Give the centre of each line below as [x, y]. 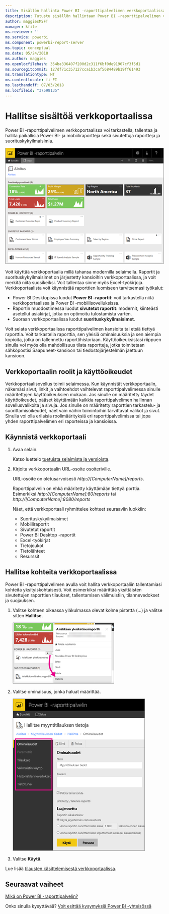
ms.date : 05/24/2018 [27, 53]
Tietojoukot [32, 546]
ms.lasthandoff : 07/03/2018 [35, 85]
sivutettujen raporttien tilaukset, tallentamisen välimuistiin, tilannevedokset [82, 595]
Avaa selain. [25, 449]
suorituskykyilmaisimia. [29, 141]
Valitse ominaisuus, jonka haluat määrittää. [57, 691]
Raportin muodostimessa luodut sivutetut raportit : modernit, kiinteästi [85, 308]
